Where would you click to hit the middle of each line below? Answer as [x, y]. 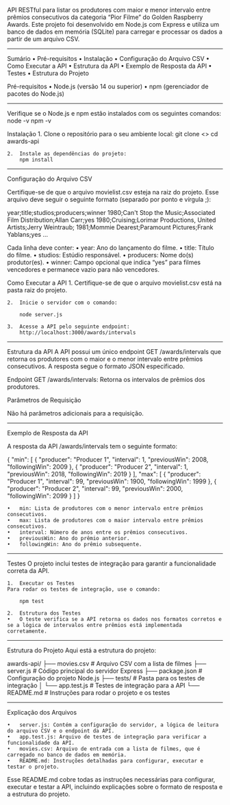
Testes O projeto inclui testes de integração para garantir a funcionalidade [112, 563]
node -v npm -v [29, 120]
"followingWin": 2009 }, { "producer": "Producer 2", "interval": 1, [98, 467]
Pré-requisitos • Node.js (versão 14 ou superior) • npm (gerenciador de [108, 86]
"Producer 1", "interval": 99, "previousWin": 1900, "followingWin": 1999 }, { [112, 481]
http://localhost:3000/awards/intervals [78, 333]
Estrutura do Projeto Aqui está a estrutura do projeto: [82, 650]
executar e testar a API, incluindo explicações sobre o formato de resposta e [115, 787]
